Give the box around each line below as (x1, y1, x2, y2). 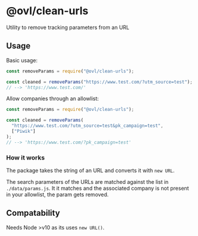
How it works (6, 153, 45, 161)
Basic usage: (6, 56, 38, 63)
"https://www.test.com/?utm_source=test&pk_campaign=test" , (11, 123, 164, 129)
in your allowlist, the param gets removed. (6, 191, 109, 198)
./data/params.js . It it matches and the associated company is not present (6, 184, 189, 192)
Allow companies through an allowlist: (6, 95, 99, 102)
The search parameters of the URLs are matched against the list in (6, 178, 169, 185)
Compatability (6, 208, 61, 218)
